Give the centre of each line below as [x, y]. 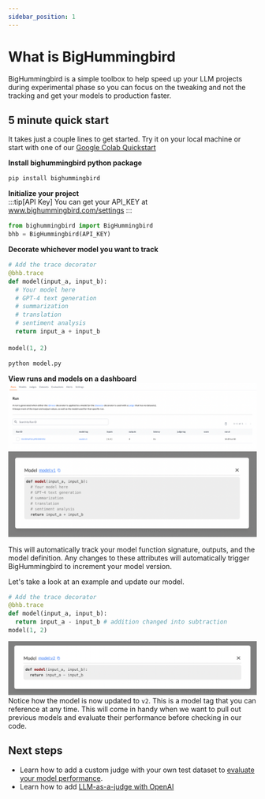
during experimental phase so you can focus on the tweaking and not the [127, 87]
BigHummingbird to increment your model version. [90, 566]
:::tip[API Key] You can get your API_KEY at [78, 202]
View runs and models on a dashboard [72, 379]
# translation [38, 315]
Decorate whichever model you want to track [84, 249]
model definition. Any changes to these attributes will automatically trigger [129, 558]
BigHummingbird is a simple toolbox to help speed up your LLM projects [125, 78]
